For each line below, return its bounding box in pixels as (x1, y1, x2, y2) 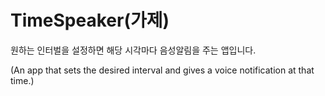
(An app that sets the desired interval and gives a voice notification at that (10, 64, 315, 76)
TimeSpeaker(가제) (10, 9, 170, 32)
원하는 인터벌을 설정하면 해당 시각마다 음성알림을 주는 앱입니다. (10, 44, 257, 56)
